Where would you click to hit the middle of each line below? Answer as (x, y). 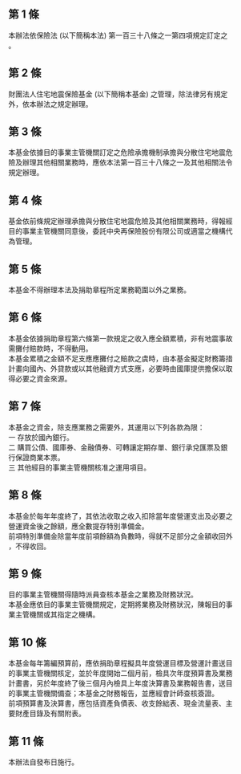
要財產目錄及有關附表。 (47, 714)
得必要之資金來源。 (40, 378)
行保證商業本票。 (36, 457)
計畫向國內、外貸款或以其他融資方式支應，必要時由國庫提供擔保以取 (120, 369)
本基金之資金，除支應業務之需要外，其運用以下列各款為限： (106, 427)
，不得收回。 (29, 546)
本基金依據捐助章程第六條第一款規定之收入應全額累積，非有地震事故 (120, 338)
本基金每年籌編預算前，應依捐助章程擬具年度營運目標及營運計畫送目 (120, 663)
